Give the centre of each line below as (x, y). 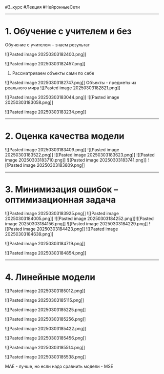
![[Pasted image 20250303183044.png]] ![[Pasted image (62, 97)
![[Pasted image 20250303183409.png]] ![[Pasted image (62, 149)
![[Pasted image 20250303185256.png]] (46, 319)
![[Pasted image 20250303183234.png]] (46, 112)
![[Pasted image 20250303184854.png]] (46, 253)
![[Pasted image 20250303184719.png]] (45, 243)
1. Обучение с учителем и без (68, 31)
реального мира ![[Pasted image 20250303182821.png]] (63, 88)
